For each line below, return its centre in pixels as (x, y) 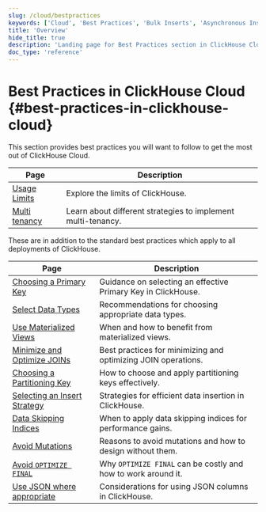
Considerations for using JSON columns (174, 486)
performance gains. (136, 428)
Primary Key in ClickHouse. (150, 291)
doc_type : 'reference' (46, 52)
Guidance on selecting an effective (164, 282)
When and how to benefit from (156, 327)
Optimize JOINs (42, 359)
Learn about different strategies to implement (150, 210)
